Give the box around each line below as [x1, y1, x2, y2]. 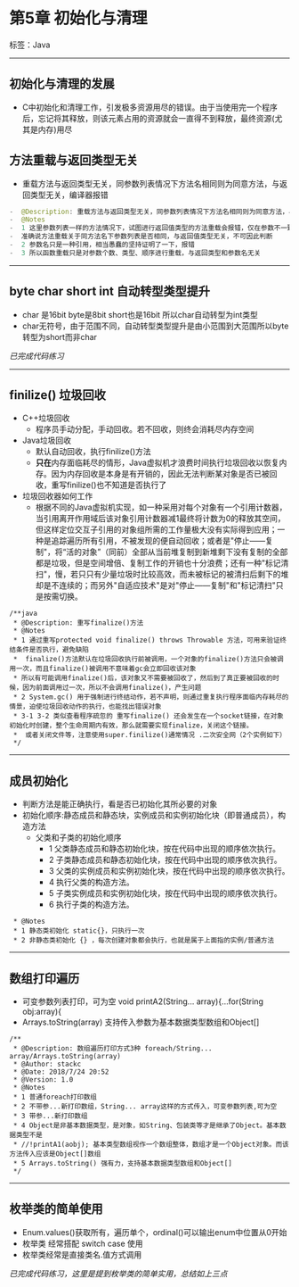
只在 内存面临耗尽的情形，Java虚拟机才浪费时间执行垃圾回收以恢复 [35, 457, 279, 469]
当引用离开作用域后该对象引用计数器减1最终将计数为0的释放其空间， [35, 513, 287, 524]
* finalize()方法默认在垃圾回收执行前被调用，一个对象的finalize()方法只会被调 [12, 655, 284, 664]
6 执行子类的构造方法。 [48, 899, 135, 910]
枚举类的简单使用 [9, 1201, 103, 1216]
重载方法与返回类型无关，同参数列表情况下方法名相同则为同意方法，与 [21, 178, 280, 188]
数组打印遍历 [9, 970, 80, 986]
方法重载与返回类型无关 [9, 153, 138, 168]
